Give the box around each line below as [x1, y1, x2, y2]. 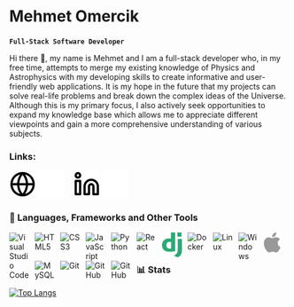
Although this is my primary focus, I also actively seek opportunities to [9, 99, 266, 110]
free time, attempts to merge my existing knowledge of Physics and [9, 62, 255, 73]
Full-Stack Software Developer [9, 37, 125, 46]
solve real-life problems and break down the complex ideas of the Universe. [9, 91, 286, 101]
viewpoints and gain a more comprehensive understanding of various [9, 118, 263, 130]
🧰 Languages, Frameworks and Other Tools [9, 211, 198, 224]
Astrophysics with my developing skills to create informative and [9, 71, 244, 82]
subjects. [9, 128, 43, 138]
